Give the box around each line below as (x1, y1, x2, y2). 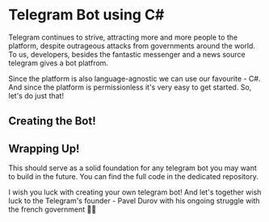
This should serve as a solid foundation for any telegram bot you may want (8, 163, 257, 173)
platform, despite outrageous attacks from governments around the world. (8, 40, 256, 50)
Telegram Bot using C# (8, 6, 165, 24)
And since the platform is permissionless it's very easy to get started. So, (8, 82, 252, 92)
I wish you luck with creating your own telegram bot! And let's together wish (8, 187, 262, 197)
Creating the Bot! (8, 115, 97, 128)
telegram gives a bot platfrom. (8, 58, 109, 68)
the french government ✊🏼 (8, 204, 97, 215)
